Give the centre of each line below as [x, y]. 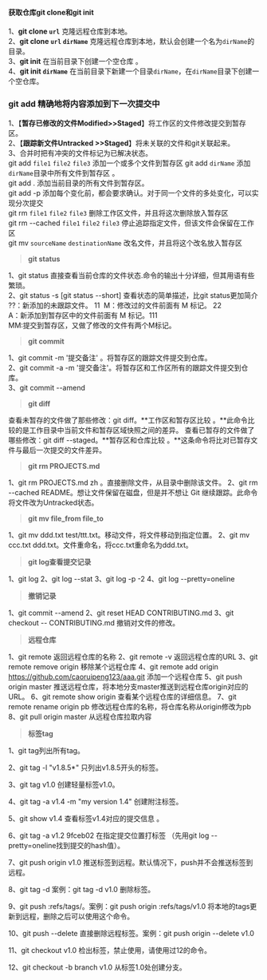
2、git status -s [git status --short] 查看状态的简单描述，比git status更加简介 [133, 295]
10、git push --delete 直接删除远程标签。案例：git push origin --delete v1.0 [132, 933]
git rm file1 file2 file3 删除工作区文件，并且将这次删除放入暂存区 [118, 212]
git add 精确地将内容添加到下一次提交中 [84, 104]
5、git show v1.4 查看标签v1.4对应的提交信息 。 [86, 818]
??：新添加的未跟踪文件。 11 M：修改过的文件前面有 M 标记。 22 [115, 305]
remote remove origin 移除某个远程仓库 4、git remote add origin [114, 666]
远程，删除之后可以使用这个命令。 [78, 916]
